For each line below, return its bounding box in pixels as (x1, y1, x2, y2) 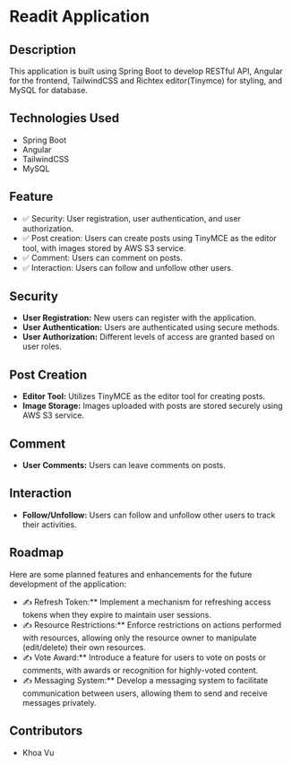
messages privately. (21, 697, 97, 708)
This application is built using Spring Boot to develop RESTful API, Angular (9, 65, 284, 76)
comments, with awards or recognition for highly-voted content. (21, 665, 259, 675)
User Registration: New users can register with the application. (21, 312, 257, 324)
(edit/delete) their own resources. (21, 641, 146, 652)
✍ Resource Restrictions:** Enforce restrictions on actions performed (21, 619, 282, 630)
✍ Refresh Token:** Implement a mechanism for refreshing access (21, 596, 271, 607)
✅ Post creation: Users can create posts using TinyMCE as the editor (21, 232, 278, 243)
